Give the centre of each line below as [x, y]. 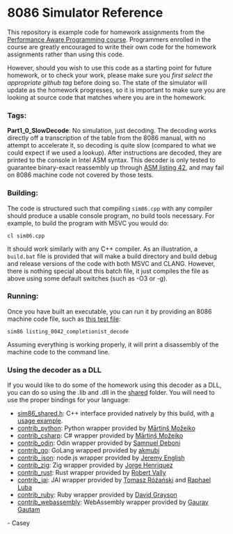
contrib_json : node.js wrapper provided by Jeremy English [101, 458]
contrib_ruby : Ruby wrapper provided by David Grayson [97, 495]
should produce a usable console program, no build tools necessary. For [111, 215]
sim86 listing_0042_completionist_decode [68, 331]
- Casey [18, 523]
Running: [23, 296]
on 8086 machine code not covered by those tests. [81, 175]
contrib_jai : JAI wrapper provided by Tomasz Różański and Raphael [114, 480]
